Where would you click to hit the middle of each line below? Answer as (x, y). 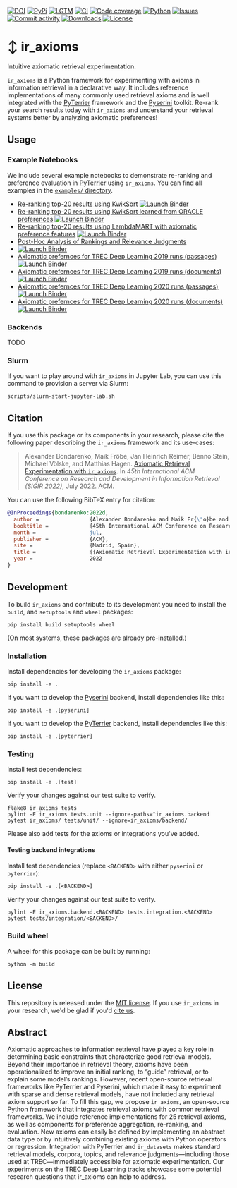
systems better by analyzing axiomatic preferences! (83, 117)
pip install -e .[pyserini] (49, 710)
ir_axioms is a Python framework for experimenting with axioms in (103, 80)
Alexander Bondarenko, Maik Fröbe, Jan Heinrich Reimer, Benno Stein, (127, 456)
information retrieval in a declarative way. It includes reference (98, 87)
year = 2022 (58, 559)
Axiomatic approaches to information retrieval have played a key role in (110, 1049)
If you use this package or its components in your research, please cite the (116, 435)
